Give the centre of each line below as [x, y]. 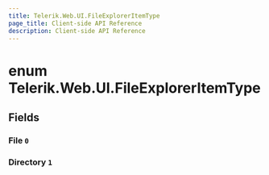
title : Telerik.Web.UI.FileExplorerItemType [84, 16]
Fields [24, 117]
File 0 [19, 140]
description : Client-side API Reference [77, 31]
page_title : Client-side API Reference [75, 23]
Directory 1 [30, 162]
